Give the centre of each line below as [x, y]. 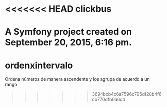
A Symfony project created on [69, 32]
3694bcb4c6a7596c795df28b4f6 [127, 94]
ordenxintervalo [39, 65]
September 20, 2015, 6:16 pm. [69, 43]
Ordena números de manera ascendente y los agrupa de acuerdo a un [77, 79]
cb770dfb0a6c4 [109, 100]
